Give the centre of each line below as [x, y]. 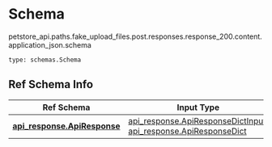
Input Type [198, 107]
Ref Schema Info [51, 84]
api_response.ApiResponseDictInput [197, 120]
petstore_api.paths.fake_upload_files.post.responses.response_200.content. [136, 36]
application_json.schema [50, 44]
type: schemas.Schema [45, 60]
